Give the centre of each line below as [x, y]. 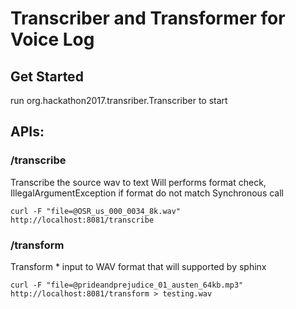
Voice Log [52, 39]
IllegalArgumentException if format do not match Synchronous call [147, 193]
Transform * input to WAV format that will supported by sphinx [138, 266]
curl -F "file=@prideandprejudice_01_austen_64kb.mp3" [127, 285]
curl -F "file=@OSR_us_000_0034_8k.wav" [96, 211]
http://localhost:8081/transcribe [82, 220]
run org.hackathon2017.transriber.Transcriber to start [119, 100]
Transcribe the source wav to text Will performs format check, [138, 182]
